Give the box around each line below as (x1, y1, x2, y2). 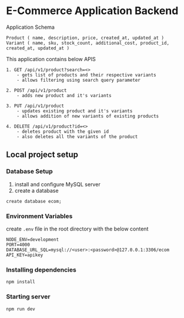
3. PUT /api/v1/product (6, 103, 65, 109)
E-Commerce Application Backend (6, 4, 179, 18)
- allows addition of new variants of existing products (16, 113, 159, 119)
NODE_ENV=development (6, 236, 59, 242)
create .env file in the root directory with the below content (6, 225, 149, 232)
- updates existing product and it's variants (16, 108, 133, 114)
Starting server (6, 293, 51, 301)
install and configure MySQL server (14, 180, 101, 188)
